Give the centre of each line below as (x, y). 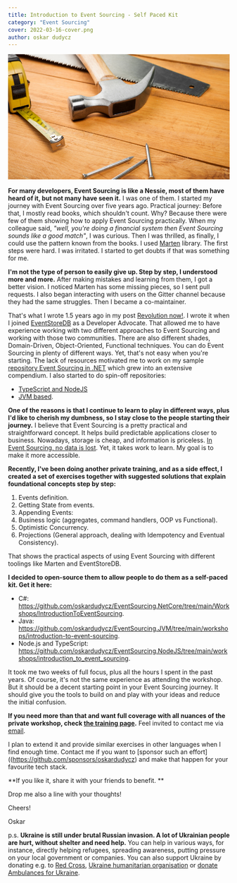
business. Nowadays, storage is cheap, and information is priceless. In (110, 440)
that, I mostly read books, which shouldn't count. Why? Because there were (117, 213)
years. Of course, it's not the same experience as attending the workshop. (116, 680)
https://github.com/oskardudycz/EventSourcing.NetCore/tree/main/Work (124, 606)
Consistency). (38, 542)
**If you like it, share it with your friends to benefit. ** (86, 781)
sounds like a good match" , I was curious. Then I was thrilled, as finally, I (114, 236)
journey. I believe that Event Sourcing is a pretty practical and (98, 425)
